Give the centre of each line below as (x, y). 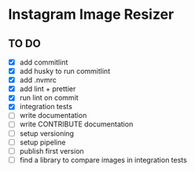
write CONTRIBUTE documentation (76, 124)
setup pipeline (42, 142)
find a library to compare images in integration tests (103, 159)
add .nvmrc (38, 80)
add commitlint (44, 62)
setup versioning (47, 133)
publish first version (52, 151)
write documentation (53, 115)
